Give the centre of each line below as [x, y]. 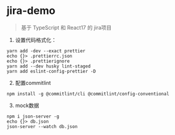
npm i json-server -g [33, 116]
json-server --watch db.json [42, 126]
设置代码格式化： [36, 40]
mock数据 [27, 105]
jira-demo [31, 11]
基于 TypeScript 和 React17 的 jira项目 [66, 27]
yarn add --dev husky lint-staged [49, 66]
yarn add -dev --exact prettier [46, 51]
